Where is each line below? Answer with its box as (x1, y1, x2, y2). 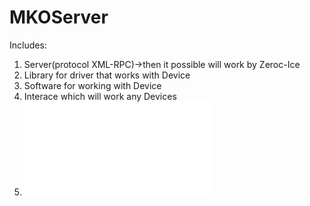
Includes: (9, 39, 47, 51)
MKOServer (9, 6, 109, 29)
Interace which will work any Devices (23, 90, 177, 102)
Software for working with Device (23, 79, 162, 91)
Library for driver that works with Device (23, 69, 191, 81)
